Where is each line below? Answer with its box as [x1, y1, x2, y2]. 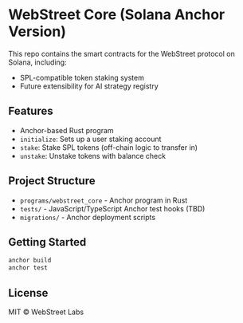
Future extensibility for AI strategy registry [19, 81, 159, 91]
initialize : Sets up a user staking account [19, 134, 162, 144]
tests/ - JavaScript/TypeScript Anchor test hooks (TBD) [19, 203, 206, 213]
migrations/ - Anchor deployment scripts [19, 212, 156, 222]
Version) [8, 22, 66, 41]
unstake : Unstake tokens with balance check [19, 151, 166, 160]
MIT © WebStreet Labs [8, 307, 84, 317]
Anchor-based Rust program [19, 125, 114, 135]
